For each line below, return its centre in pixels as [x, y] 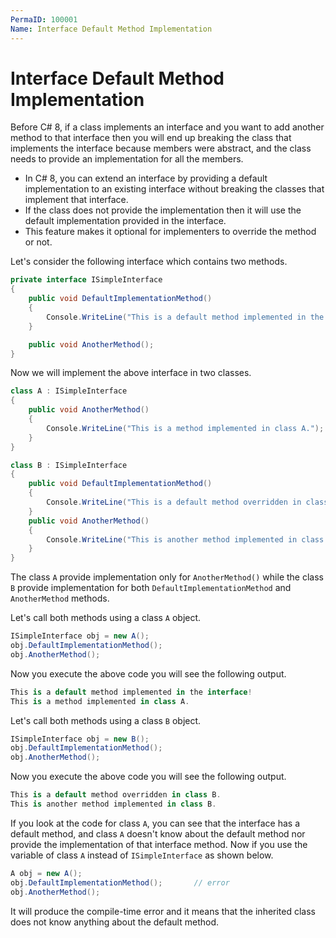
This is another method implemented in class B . [113, 804]
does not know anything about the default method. [114, 922]
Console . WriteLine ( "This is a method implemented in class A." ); [185, 428]
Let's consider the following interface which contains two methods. [149, 262]
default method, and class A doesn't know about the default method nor [158, 833]
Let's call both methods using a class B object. [106, 720]
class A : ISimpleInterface [69, 391]
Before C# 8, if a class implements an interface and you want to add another [167, 127]
